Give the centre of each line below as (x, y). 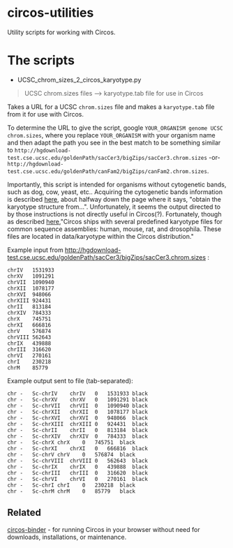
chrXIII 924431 (29, 301)
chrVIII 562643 (29, 337)
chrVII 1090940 (31, 282)
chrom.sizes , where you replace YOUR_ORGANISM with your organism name (111, 135)
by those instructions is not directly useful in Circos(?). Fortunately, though (114, 214)
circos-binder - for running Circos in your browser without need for (104, 529)
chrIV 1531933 (31, 270)
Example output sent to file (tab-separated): (70, 380)
